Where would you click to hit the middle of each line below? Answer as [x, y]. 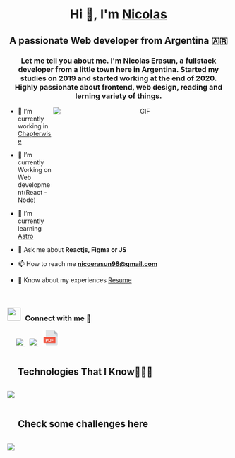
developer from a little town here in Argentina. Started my [119, 69]
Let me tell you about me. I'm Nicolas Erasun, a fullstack [119, 61]
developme [34, 185]
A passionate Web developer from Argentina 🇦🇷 [119, 41]
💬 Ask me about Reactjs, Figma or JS [72, 249]
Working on [34, 169]
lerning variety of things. [119, 96]
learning [30, 228]
